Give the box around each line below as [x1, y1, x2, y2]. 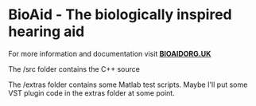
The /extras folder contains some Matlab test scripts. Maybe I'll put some [8, 80, 248, 89]
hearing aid [8, 22, 85, 41]
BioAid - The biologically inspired [8, 6, 232, 24]
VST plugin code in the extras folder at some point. [8, 88, 175, 97]
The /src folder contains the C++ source [8, 64, 141, 73]
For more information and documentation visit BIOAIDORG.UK [8, 49, 211, 58]
